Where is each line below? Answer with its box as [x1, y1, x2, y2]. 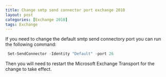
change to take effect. [5, 66, 52, 72]
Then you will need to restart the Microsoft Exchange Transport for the [5, 61, 155, 67]
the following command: [5, 42, 57, 48]
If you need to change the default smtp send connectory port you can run [5, 36, 161, 42]
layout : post [5, 12, 33, 17]
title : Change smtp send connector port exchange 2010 [5, 7, 125, 13]
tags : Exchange [5, 22, 38, 27]
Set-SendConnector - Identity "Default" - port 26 [7, 51, 114, 56]
